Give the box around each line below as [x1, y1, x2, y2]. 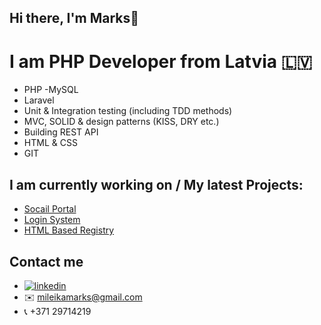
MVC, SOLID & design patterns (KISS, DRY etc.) [23, 116, 220, 128]
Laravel [23, 94, 55, 106]
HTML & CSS [23, 137, 78, 149]
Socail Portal [23, 203, 77, 215]
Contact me [9, 253, 84, 270]
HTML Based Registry [23, 224, 115, 236]
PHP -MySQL [23, 84, 79, 96]
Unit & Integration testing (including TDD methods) [23, 105, 233, 117]
